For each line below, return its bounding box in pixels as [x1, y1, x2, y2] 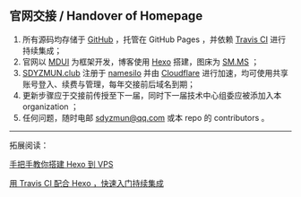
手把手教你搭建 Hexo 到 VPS [9, 158, 114, 169]
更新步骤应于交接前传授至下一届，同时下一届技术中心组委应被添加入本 [21, 90, 282, 100]
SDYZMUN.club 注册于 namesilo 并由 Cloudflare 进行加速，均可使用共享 [21, 67, 288, 78]
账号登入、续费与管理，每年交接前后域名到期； [21, 79, 195, 90]
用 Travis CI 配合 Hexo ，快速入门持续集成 [9, 177, 164, 188]
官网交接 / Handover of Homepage [9, 8, 203, 24]
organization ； [21, 101, 79, 112]
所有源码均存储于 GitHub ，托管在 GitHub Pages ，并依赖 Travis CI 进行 [21, 34, 287, 45]
